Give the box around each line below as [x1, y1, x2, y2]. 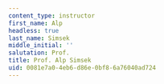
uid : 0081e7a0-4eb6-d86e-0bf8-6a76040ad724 [8, 64, 157, 72]
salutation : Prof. [8, 49, 70, 57]
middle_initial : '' [8, 42, 74, 50]
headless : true [8, 26, 59, 34]
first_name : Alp [8, 19, 63, 27]
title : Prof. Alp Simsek [8, 57, 92, 65]
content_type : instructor [8, 11, 95, 20]
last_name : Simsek [8, 34, 70, 42]
